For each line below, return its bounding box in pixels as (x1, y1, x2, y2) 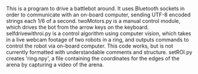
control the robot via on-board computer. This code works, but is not (6, 42, 173, 49)
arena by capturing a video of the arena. (6, 61, 105, 68)
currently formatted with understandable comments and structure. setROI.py (6, 49, 193, 55)
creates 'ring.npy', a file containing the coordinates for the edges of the (6, 55, 180, 62)
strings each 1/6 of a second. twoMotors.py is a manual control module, (6, 18, 181, 24)
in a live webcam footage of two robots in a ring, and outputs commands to (6, 36, 189, 43)
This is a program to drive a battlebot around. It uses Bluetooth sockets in (6, 5, 185, 12)
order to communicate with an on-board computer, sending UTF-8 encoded (6, 11, 191, 18)
